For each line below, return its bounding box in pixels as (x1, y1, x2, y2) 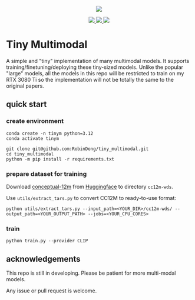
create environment (6, 117, 64, 125)
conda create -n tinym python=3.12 (6, 130, 94, 136)
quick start (6, 99, 47, 109)
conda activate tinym (6, 135, 60, 141)
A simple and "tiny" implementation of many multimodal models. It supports (6, 57, 190, 64)
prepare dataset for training (6, 169, 87, 178)
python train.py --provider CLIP (6, 238, 88, 244)
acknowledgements (6, 254, 81, 264)
